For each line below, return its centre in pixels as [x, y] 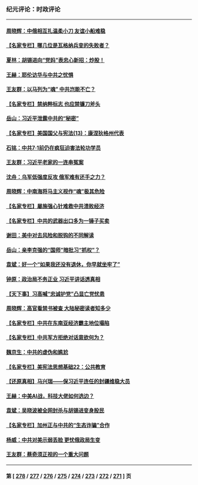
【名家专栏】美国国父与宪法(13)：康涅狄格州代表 [65, 133]
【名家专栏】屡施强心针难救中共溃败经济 [55, 206]
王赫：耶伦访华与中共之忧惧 [40, 74]
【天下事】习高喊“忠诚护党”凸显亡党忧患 [55, 294]
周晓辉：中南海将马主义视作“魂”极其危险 [55, 191]
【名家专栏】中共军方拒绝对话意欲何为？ [55, 337]
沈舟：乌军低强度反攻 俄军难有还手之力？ [56, 177]
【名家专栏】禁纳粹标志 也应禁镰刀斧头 [53, 104]
